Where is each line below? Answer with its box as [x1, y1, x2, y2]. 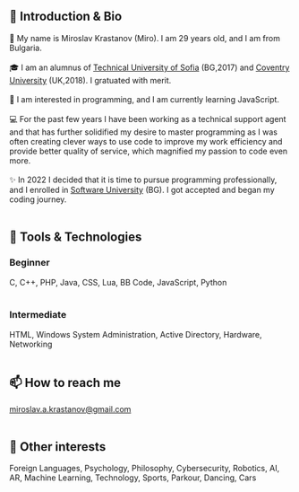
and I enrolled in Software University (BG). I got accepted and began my [9, 184, 275, 195]
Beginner [9, 257, 51, 269]
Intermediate [9, 309, 67, 321]
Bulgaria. [9, 42, 42, 53]
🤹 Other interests [9, 439, 107, 454]
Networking [9, 338, 53, 349]
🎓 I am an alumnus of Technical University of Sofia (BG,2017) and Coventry [9, 62, 290, 73]
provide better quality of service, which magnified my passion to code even [9, 145, 288, 156]
